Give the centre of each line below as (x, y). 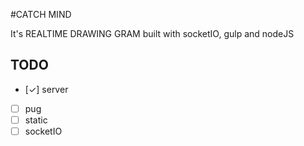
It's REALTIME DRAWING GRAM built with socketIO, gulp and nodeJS (152, 33)
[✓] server (46, 89)
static (36, 120)
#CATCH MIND (41, 14)
